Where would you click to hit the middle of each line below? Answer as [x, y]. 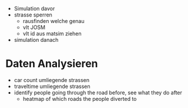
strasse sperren [33, 15]
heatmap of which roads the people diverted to [80, 99]
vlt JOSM [34, 27]
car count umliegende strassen [51, 80]
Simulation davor [34, 9]
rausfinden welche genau [53, 21]
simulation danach [36, 40]
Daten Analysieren [52, 64]
